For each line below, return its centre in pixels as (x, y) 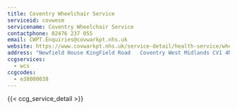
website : (20, 46)
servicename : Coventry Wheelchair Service (71, 27)
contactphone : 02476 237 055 (50, 33)
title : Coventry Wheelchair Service (61, 14)
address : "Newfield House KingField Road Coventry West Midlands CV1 (115, 53)
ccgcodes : (22, 72)
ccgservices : (26, 60)
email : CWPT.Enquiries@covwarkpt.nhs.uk (68, 40)
